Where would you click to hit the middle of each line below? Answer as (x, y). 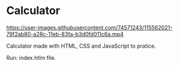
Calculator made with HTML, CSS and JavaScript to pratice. (81, 46)
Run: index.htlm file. (31, 57)
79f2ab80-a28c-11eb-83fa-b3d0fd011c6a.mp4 (65, 34)
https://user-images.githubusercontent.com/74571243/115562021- (89, 28)
